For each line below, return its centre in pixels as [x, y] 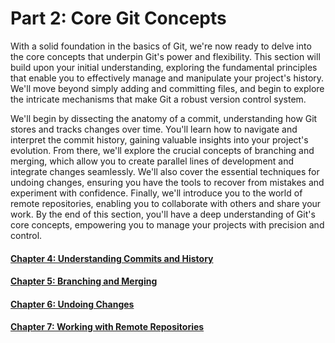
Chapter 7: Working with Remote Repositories [107, 327]
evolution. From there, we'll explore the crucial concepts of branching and [162, 150]
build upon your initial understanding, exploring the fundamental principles [164, 67]
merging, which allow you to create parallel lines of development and [152, 161]
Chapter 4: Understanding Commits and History [112, 258]
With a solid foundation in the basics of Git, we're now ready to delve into [161, 46]
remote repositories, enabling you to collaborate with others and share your [166, 203]
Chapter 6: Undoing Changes [72, 304]
